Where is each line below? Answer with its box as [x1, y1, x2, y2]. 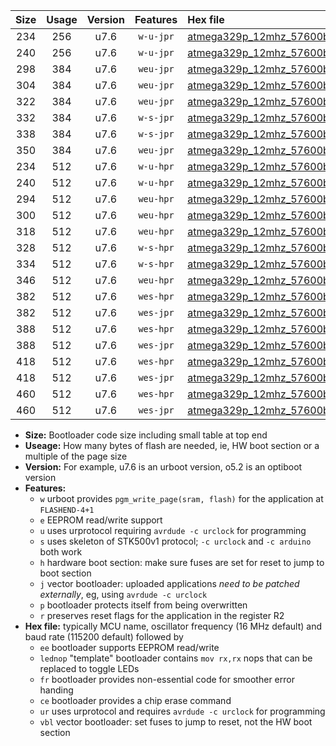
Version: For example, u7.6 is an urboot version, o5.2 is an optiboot [24, 461, 303, 473]
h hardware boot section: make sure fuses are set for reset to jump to [39, 557, 325, 568]
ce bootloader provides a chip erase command [39, 695, 232, 706]
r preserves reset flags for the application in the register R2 [39, 610, 285, 621]
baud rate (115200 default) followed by [24, 631, 184, 643]
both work [39, 546, 83, 558]
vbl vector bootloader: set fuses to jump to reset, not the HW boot [39, 716, 313, 728]
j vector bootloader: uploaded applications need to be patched [39, 578, 300, 589]
